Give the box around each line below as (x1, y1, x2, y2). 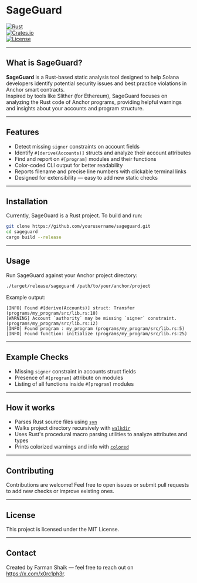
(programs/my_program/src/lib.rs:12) (6, 321, 98, 326)
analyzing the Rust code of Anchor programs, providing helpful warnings (6, 98, 182, 106)
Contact (6, 548, 36, 558)
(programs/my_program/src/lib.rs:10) (6, 310, 98, 316)
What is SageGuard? (6, 58, 83, 68)
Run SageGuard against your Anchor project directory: (6, 271, 138, 279)
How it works (6, 403, 55, 413)
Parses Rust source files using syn (14, 418, 97, 426)
